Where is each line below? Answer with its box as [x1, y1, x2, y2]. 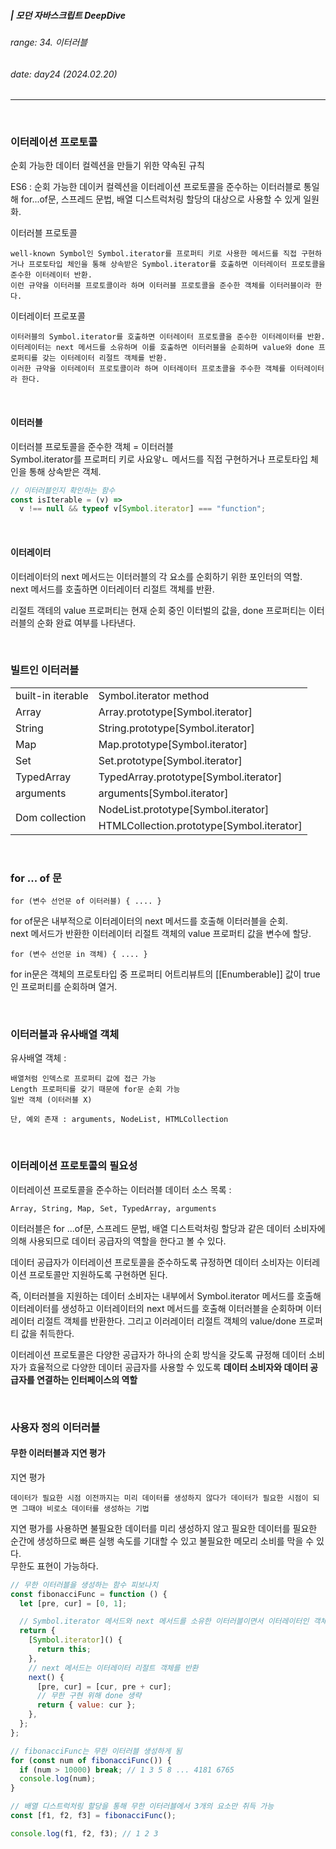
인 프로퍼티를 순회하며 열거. [10, 981, 118, 993]
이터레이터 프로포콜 [10, 310, 86, 322]
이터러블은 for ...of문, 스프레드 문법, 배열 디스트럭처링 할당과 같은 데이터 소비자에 [10, 1222, 326, 1234]
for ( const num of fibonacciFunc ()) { [10, 1755, 172, 1765]
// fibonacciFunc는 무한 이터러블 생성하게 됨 [10, 1746, 183, 1756]
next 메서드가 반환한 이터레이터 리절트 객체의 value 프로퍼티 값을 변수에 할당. [10, 928, 312, 940]
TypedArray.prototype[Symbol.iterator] [98, 770, 283, 784]
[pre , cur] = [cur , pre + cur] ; [36, 1681, 172, 1692]
